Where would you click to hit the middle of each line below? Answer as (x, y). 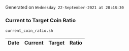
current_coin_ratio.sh (29, 31)
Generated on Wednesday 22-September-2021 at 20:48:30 (65, 7)
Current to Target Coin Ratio (41, 20)
